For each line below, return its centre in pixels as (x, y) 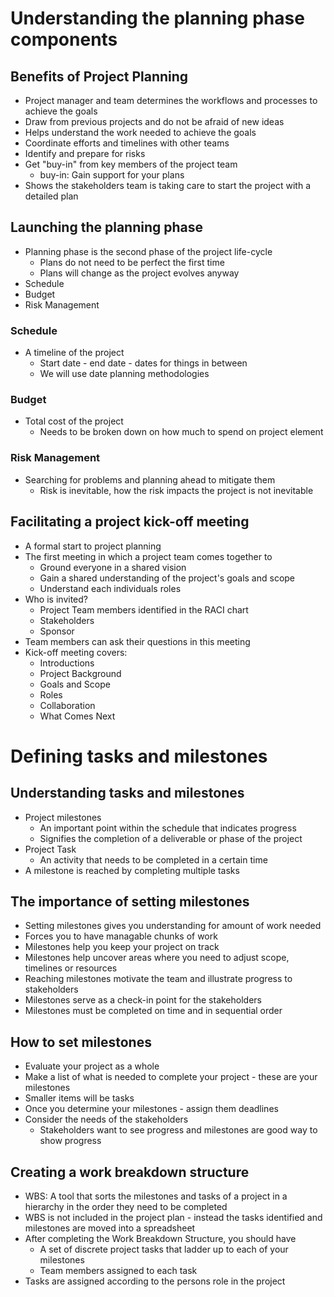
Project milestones (63, 817)
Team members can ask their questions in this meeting (137, 641)
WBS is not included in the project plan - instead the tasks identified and (173, 1217)
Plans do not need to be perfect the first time (132, 262)
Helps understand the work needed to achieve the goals (140, 132)
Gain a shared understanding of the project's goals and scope (167, 578)
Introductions (67, 663)
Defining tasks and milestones (139, 756)
